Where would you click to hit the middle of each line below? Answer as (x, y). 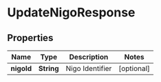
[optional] (134, 68)
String (49, 68)
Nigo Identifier (89, 68)
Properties (30, 38)
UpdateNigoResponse (71, 13)
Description (89, 57)
